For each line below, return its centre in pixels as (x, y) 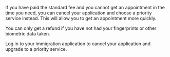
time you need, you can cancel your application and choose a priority (79, 13)
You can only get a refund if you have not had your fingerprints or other (81, 28)
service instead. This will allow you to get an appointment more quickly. (81, 18)
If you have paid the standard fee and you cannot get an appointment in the (85, 7)
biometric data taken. (28, 34)
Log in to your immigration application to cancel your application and (78, 44)
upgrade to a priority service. (36, 49)
